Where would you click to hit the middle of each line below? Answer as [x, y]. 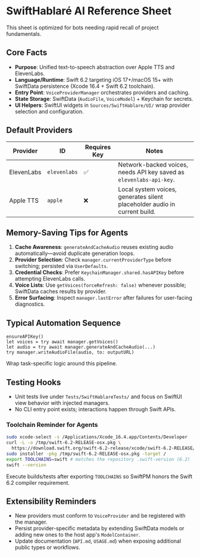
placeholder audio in [147, 204]
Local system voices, [147, 189]
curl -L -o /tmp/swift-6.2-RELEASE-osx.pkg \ [63, 443]
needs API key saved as [151, 172]
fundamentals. [24, 33]
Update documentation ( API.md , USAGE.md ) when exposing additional [98, 541]
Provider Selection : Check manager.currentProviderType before [93, 260]
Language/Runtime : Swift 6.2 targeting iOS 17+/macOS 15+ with [94, 79]
